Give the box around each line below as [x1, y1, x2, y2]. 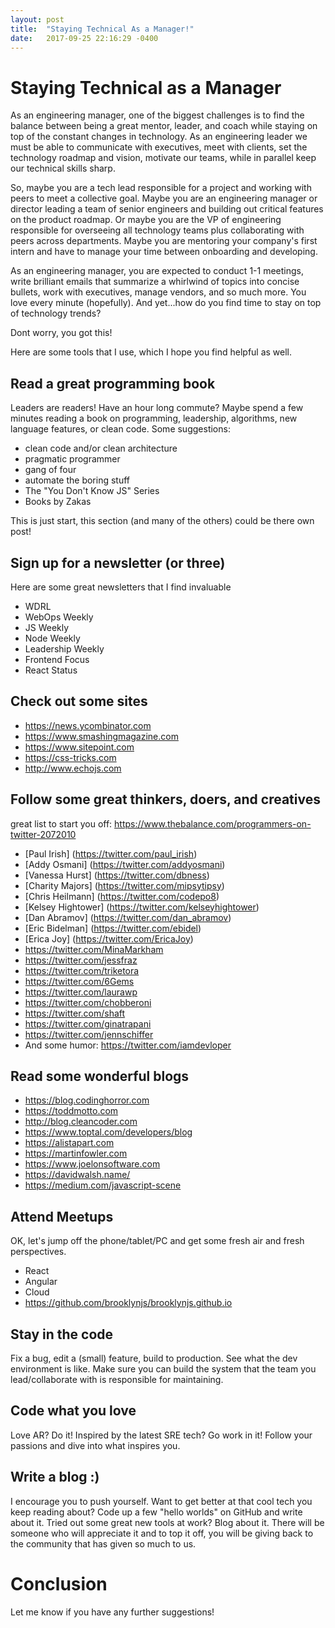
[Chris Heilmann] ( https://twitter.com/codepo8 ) [24, 890, 220, 902]
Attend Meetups [10, 1208, 114, 1225]
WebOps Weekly [24, 611, 94, 623]
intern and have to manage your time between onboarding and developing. [10, 246, 318, 258]
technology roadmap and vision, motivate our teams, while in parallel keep [10, 152, 317, 164]
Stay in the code [10, 1326, 114, 1343]
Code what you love [10, 1402, 137, 1420]
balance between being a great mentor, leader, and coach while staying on [10, 120, 318, 132]
